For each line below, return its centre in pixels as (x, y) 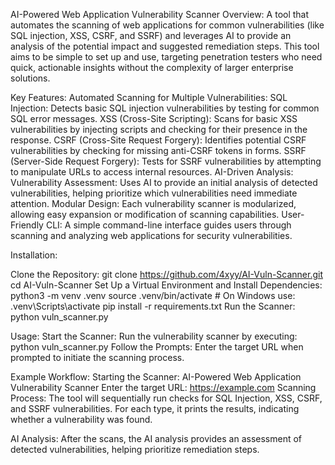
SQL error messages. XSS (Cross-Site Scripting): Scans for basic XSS (154, 118)
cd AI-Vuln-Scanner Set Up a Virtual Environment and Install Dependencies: (166, 285)
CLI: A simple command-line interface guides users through (168, 225)
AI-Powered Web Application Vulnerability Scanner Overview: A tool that (160, 14)
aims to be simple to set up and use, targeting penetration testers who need (166, 57)
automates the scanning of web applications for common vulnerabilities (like (167, 25)
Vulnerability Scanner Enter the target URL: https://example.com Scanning (163, 387)
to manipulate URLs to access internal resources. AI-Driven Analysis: (152, 172)
